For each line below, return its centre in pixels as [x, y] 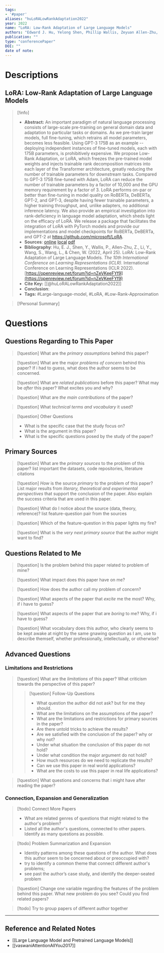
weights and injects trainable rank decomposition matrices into [87, 164]
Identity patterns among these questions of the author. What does [91, 853]
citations [26, 474]
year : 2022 [16, 23]
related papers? [33, 899]
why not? [46, 739]
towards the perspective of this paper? [56, 684]
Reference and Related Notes [51, 928]
